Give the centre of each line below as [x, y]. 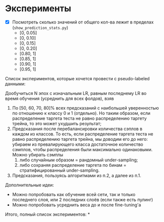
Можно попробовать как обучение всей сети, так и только [74, 194]
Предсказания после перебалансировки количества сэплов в [77, 129]
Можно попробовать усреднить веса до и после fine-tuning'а [76, 205]
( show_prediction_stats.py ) [40, 28]
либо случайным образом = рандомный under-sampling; [79, 160]
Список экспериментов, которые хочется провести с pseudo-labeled [78, 78]
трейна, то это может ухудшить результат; [57, 123]
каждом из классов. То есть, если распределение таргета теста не [82, 134]
